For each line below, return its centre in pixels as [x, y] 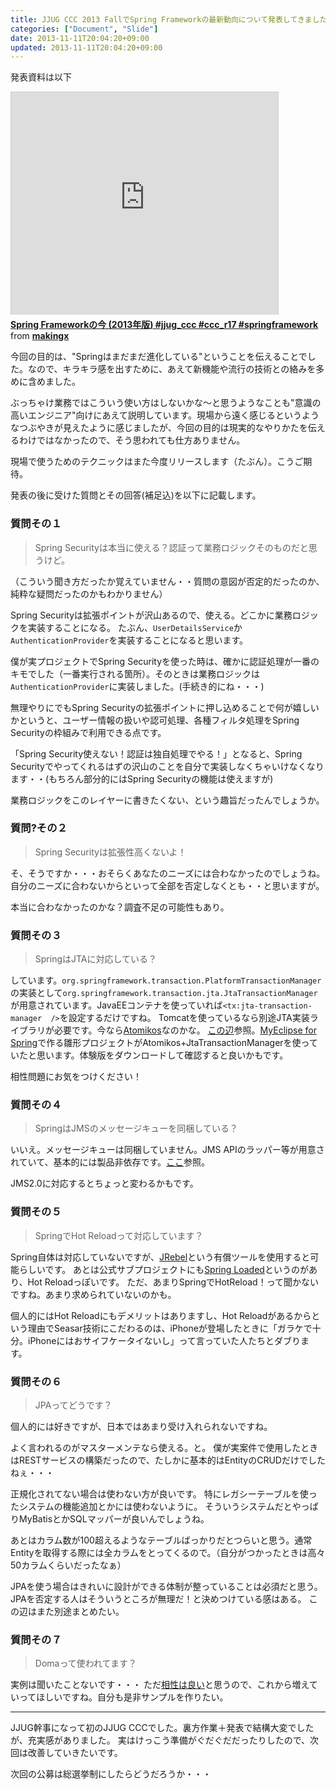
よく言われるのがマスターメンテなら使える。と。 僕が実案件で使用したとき [164, 1448]
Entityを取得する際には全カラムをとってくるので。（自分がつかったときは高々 [168, 1553]
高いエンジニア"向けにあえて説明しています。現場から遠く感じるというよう [165, 415]
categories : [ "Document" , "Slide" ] [84, 29]
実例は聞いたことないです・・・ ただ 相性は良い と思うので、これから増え [160, 1685]
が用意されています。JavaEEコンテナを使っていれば [116, 1005]
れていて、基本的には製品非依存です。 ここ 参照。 [110, 1162]
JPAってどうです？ [73, 1405]
